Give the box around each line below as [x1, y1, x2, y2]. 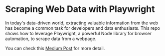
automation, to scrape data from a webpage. [5, 36, 97, 42]
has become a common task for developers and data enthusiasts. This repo [5, 25, 161, 31]
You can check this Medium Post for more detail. [5, 45, 105, 51]
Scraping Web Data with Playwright [5, 3, 155, 15]
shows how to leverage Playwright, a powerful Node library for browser [5, 30, 152, 36]
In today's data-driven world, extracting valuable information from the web [5, 20, 159, 26]
